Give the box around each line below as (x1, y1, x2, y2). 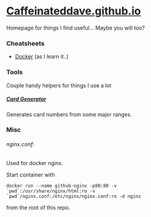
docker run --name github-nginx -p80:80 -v (6, 183, 117, 189)
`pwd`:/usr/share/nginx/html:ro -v (6, 188, 96, 194)
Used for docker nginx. (6, 159, 63, 166)
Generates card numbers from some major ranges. (6, 110, 132, 118)
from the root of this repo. (6, 204, 70, 211)
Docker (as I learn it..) (14, 53, 69, 60)
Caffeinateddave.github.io (6, 4, 141, 18)
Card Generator (6, 95, 46, 103)
